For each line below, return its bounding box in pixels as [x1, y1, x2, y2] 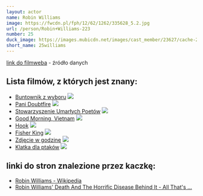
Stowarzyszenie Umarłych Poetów [14, 107, 101, 115]
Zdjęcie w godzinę [14, 136, 62, 144]
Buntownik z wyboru [14, 93, 66, 100]
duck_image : [6, 37, 36, 43]
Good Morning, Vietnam [14, 115, 75, 122]
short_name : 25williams [6, 43, 66, 49]
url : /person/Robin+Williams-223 [6, 25, 91, 32]
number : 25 [6, 31, 34, 37]
